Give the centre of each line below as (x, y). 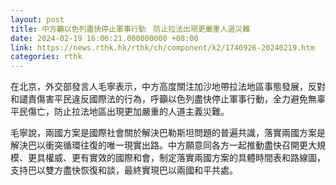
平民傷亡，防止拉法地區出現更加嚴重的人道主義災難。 (120, 112)
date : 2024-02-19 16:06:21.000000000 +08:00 (104, 38)
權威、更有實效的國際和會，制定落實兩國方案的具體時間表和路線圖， (185, 158)
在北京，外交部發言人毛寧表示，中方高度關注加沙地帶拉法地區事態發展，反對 (168, 87)
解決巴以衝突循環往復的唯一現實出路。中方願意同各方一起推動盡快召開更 (159, 145)
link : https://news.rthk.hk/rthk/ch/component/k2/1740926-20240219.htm (162, 47)
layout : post (37, 19)
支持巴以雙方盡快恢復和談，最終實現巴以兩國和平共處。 (124, 170)
